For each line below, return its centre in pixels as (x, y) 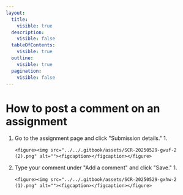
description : (28, 32)
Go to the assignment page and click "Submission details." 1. (91, 138)
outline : (22, 58)
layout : (16, 13)
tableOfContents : (33, 45)
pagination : (27, 71)
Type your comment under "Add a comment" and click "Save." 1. (96, 167)
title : (20, 19)
